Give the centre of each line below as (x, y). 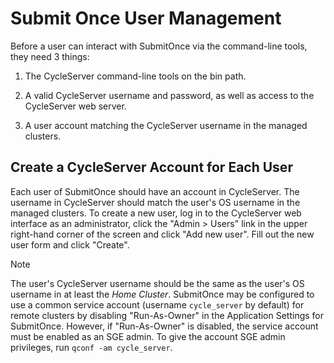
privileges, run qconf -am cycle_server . (91, 347)
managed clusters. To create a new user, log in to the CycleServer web (156, 213)
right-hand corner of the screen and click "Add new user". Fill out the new (162, 234)
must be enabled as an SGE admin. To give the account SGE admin (148, 336)
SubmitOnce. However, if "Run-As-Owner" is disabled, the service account (164, 326)
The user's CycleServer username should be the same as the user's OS (157, 283)
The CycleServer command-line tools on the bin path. (135, 76)
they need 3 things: (50, 56)
